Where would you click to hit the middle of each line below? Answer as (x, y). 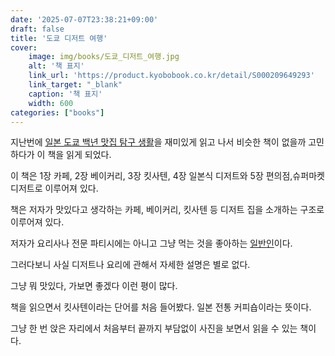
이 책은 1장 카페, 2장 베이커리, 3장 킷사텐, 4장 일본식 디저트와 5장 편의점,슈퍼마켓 (167, 176)
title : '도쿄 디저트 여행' (59, 38)
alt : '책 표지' (56, 66)
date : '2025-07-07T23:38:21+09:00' (84, 19)
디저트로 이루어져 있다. (54, 188)
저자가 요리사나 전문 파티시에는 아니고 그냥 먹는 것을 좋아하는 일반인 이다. (151, 243)
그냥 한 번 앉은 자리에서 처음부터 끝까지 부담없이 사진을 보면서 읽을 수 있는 (154, 328)
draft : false (37, 29)
